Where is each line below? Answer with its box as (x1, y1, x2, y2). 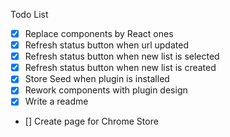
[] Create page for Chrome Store (24, 115, 159, 128)
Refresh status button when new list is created (24, 62, 217, 74)
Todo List (10, 9, 49, 20)
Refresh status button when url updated (24, 39, 189, 51)
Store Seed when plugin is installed (24, 73, 170, 85)
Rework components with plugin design (24, 84, 188, 96)
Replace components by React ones (24, 28, 174, 39)
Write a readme (24, 95, 89, 108)
